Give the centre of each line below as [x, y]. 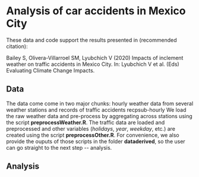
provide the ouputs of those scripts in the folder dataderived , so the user [96, 141]
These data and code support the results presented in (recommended [91, 40]
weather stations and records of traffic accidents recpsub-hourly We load [96, 110]
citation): [17, 46]
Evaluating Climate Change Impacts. [50, 70]
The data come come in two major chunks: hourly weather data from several [100, 103]
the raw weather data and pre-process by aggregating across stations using [99, 116]
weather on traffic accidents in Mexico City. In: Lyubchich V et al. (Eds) [93, 64]
